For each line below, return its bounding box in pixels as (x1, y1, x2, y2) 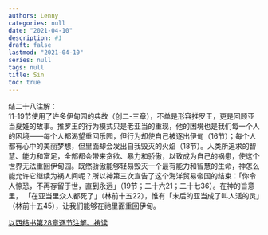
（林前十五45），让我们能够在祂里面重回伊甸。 (8, 201, 161, 210)
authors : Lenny (8, 11, 59, 20)
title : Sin (8, 71, 45, 79)
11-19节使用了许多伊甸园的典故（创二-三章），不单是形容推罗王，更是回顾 (8, 111, 248, 120)
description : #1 (8, 33, 62, 42)
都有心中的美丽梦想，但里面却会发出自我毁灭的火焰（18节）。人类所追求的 (8, 141, 250, 151)
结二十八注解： (8, 101, 57, 111)
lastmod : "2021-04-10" (8, 49, 84, 57)
